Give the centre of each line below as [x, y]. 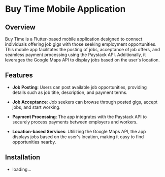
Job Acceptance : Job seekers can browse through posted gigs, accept [85, 102]
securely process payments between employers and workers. [75, 122]
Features [19, 75]
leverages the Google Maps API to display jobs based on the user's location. [82, 60]
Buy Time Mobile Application [65, 9]
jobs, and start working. [36, 107]
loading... [22, 169]
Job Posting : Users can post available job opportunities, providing [79, 87]
